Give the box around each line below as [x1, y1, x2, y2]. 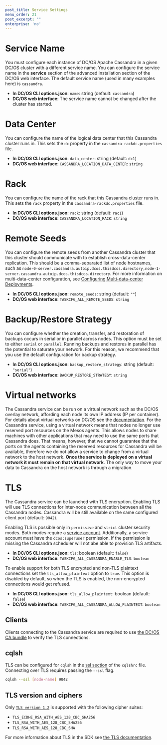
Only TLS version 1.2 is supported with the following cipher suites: [5, 704, 143, 710]
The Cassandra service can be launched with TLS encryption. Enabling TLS [5, 499, 161, 505]
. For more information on [110, 271, 163, 276]
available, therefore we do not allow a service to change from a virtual [5, 449, 149, 455]
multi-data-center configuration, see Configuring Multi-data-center [5, 276, 144, 282]
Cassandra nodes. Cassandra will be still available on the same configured [5, 509, 158, 515]
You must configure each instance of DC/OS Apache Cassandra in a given [5, 60, 158, 66]
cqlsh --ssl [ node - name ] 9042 [5, 677, 68, 682]
